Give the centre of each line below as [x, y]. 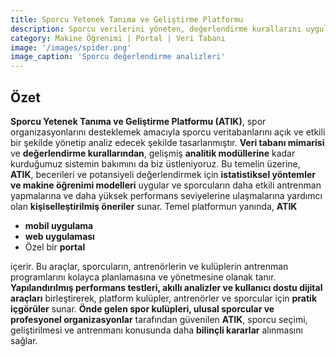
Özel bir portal [55, 247]
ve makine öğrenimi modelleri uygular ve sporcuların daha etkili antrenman [166, 185]
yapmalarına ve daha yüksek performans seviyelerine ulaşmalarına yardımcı [166, 195]
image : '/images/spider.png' [71, 47]
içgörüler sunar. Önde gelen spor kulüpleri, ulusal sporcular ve [142, 308]
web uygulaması [59, 236]
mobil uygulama [59, 225]
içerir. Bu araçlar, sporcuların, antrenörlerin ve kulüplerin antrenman [149, 266]
